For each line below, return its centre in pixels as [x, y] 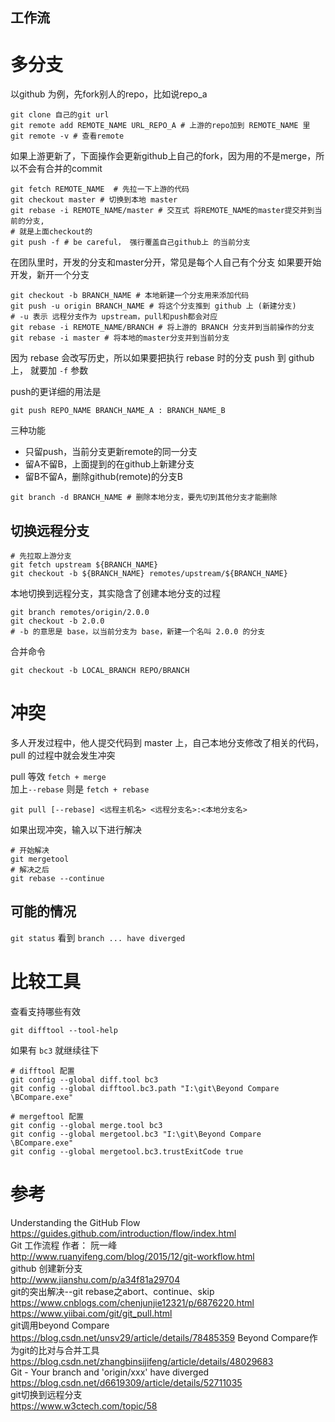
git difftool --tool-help [64, 1030]
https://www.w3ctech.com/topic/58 [84, 1405]
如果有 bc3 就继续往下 [55, 1050]
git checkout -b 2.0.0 [57, 621]
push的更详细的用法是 [56, 392]
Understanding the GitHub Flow [75, 1222]
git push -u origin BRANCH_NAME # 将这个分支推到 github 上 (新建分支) [153, 306]
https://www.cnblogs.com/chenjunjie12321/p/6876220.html [132, 1302]
